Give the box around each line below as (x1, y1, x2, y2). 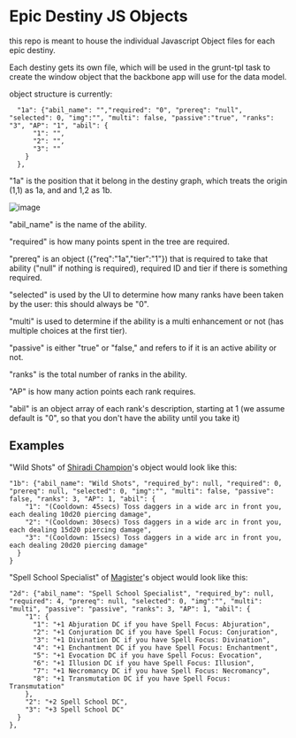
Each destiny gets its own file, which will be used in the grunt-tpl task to (9, 62, 271, 73)
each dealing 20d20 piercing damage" (9, 541, 148, 550)
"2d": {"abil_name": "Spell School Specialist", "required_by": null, (9, 588, 275, 598)
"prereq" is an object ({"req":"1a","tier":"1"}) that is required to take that (9, 253, 268, 264)
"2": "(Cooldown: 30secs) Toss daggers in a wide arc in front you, (25, 518, 283, 527)
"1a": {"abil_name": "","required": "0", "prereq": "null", (17, 105, 243, 114)
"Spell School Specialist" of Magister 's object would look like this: (9, 572, 248, 582)
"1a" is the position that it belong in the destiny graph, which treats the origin (9, 175, 288, 186)
